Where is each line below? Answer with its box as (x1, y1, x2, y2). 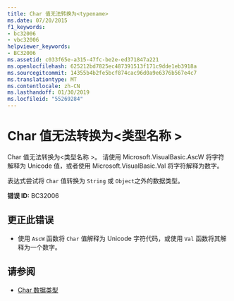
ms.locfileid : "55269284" (7, 96, 83, 103)
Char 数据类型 (17, 285, 58, 294)
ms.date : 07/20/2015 (7, 17, 68, 24)
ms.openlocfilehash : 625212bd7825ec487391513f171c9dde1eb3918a (7, 63, 197, 70)
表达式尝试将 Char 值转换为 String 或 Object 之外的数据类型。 (7, 176, 185, 185)
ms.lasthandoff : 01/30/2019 (7, 89, 90, 96)
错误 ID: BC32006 (7, 191, 59, 199)
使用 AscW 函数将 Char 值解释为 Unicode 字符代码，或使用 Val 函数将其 (17, 234, 221, 242)
